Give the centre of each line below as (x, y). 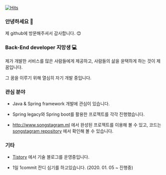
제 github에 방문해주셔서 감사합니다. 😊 (43, 33)
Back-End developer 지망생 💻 (41, 47)
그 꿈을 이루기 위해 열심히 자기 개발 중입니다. (48, 78)
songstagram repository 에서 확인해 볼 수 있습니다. (63, 131)
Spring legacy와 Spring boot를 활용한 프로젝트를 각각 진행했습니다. (79, 114)
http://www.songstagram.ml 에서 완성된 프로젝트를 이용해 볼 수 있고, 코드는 (87, 125)
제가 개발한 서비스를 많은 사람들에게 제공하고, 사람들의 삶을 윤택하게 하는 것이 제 (83, 61)
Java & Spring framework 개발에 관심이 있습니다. (61, 103)
